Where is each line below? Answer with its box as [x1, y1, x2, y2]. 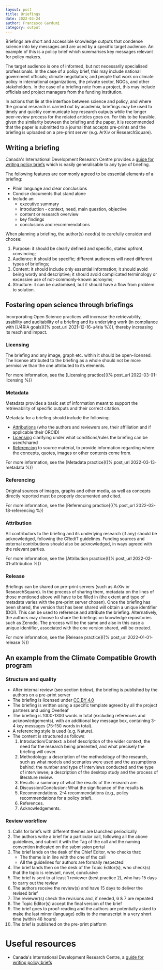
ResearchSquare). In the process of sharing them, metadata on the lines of [5, 589, 154, 595]
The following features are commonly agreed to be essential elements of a [5, 171, 154, 177]
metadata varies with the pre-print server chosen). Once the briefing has [5, 599, 150, 605]
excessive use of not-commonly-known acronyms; [12, 276, 114, 282]
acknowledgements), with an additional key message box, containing [12, 718, 150, 723]
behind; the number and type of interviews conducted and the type [19, 764, 154, 770]
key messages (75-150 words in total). [16, 723, 93, 728]
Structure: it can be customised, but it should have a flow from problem [12, 281, 155, 287]
